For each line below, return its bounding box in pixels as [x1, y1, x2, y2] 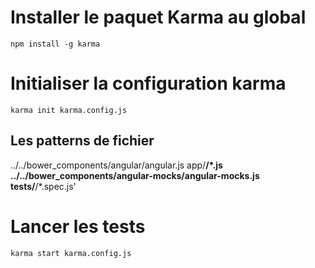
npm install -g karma [10, 39, 101, 49]
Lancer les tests [10, 215, 146, 238]
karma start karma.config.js [10, 248, 132, 258]
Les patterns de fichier [10, 132, 155, 150]
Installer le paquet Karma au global [10, 6, 307, 29]
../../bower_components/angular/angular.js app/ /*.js [10, 159, 223, 171]
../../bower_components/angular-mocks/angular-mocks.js [10, 169, 260, 181]
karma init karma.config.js [10, 105, 128, 115]
